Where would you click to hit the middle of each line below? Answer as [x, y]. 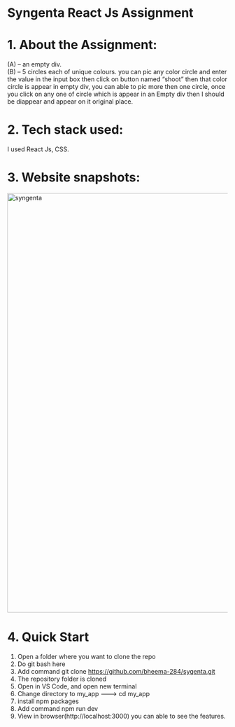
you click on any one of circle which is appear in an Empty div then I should [116, 94]
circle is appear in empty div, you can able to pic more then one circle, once [116, 87]
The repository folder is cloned [62, 679]
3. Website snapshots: [74, 178]
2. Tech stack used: [65, 130]
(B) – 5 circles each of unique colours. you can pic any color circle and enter [117, 72]
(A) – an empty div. [34, 64]
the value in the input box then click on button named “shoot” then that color [117, 79]
